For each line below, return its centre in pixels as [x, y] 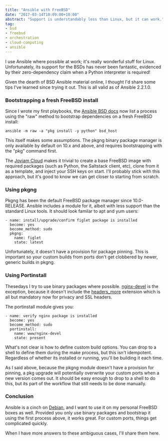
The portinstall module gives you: [39, 307]
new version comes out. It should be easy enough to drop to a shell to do [80, 378]
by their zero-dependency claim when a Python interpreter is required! [78, 72]
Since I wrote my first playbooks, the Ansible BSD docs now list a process [81, 111]
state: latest [29, 242]
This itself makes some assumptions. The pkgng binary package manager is [83, 140]
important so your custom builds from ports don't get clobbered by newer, [81, 257]
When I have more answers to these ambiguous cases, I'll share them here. [82, 433]
